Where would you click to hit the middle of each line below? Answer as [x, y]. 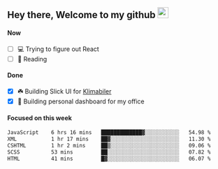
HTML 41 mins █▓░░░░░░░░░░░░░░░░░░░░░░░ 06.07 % [109, 159]
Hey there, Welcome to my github [81, 15]
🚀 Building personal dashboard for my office [81, 101]
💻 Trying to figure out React [58, 49]
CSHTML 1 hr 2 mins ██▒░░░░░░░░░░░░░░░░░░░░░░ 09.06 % [109, 145]
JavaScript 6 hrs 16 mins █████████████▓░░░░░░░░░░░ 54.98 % [109, 133]
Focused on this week [39, 118]
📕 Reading [32, 59]
